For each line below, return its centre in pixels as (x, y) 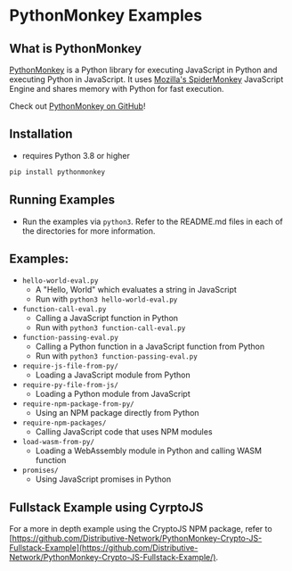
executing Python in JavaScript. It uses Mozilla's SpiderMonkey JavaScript (146, 79)
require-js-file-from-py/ (70, 367)
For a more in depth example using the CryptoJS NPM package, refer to (141, 529)
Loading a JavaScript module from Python (113, 375)
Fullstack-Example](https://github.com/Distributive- (104, 548)
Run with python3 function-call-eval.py (110, 327)
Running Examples (62, 200)
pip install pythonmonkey (57, 172)
